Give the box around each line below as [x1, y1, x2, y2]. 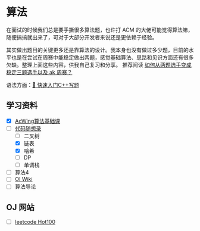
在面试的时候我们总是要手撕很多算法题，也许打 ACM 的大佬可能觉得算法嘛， [6, 26, 193, 33]
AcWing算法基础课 [14, 117, 61, 124]
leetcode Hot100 [14, 218, 55, 226]
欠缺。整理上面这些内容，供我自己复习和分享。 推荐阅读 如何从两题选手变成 [6, 61, 192, 68]
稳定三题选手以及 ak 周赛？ [6, 68, 73, 76]
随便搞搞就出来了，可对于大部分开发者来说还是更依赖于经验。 [6, 33, 158, 40]
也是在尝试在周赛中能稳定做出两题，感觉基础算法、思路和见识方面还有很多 [11, 54, 194, 61]
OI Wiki [14, 176, 33, 183]
